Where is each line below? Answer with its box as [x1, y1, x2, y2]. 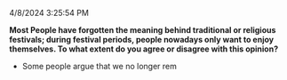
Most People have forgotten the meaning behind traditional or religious [9, 25, 276, 35]
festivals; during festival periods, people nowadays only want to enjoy [9, 35, 274, 44]
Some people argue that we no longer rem [21, 61, 178, 71]
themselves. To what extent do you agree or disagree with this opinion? [9, 44, 279, 54]
